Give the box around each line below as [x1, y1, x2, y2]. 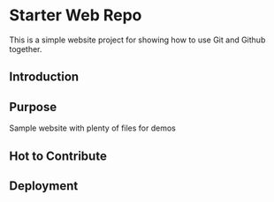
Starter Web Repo [9, 5, 142, 26]
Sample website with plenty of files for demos [9, 123, 177, 133]
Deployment [9, 178, 79, 193]
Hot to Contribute [9, 148, 108, 163]
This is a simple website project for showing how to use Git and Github [9, 34, 266, 45]
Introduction [9, 70, 80, 85]
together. [9, 43, 42, 54]
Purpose [9, 99, 57, 115]
